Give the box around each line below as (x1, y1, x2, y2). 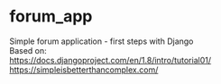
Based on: (9, 45, 47, 55)
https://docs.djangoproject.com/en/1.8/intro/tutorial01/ (9, 55, 212, 65)
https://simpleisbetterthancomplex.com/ (9, 64, 159, 75)
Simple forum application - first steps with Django (9, 36, 194, 46)
